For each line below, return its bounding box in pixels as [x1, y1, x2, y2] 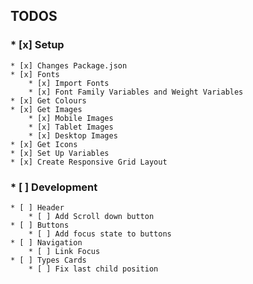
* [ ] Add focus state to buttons [28, 229, 172, 239]
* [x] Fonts [10, 69, 60, 79]
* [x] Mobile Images [28, 113, 114, 123]
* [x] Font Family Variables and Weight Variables [28, 87, 244, 97]
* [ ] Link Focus [28, 246, 101, 256]
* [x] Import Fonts [28, 78, 110, 88]
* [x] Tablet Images [28, 122, 114, 132]
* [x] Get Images [10, 104, 83, 114]
